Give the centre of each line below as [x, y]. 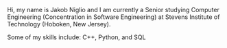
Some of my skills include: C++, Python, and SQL [76, 37]
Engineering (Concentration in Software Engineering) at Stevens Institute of [113, 17]
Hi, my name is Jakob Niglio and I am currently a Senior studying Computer [113, 10]
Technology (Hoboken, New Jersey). [59, 24]
